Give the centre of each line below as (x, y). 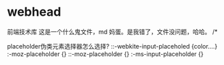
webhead (34, 12)
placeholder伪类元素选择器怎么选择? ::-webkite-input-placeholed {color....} (112, 46)
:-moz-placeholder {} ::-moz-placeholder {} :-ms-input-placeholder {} (105, 54)
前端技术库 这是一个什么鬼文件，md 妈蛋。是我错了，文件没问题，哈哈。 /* (112, 31)
